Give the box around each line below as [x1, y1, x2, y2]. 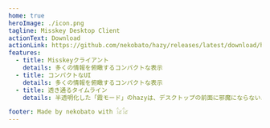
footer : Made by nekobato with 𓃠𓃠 [8, 108, 129, 116]
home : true [8, 11, 45, 20]
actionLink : [8, 42, 48, 50]
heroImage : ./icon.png [8, 19, 84, 27]
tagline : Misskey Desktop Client [8, 26, 121, 34]
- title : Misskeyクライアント [15, 57, 109, 65]
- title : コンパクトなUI [15, 71, 92, 79]
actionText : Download [8, 34, 81, 42]
